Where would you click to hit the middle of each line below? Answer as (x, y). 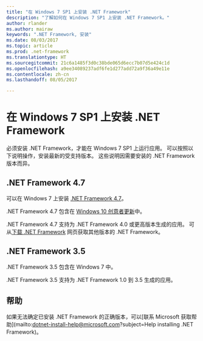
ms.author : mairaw (29, 29)
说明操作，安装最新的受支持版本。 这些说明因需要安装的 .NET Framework (103, 156)
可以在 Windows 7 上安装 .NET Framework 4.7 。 (67, 198)
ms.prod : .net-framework (38, 52)
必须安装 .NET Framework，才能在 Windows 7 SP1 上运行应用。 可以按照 (97, 148)
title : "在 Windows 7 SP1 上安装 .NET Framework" (68, 12)
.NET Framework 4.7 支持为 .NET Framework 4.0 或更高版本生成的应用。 (97, 224)
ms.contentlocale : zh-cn (38, 74)
